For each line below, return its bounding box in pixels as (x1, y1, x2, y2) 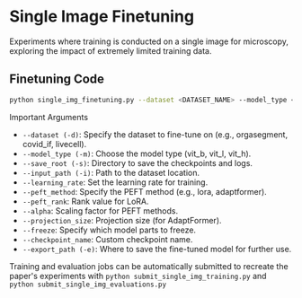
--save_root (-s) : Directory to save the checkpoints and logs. (22, 157, 253, 168)
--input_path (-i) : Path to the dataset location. (22, 167, 200, 178)
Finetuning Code (9, 72, 105, 87)
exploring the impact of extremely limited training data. (9, 45, 212, 56)
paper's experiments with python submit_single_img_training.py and (9, 270, 267, 281)
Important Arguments (9, 111, 88, 122)
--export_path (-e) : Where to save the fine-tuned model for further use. (22, 243, 292, 254)
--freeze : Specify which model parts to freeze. (22, 224, 196, 235)
